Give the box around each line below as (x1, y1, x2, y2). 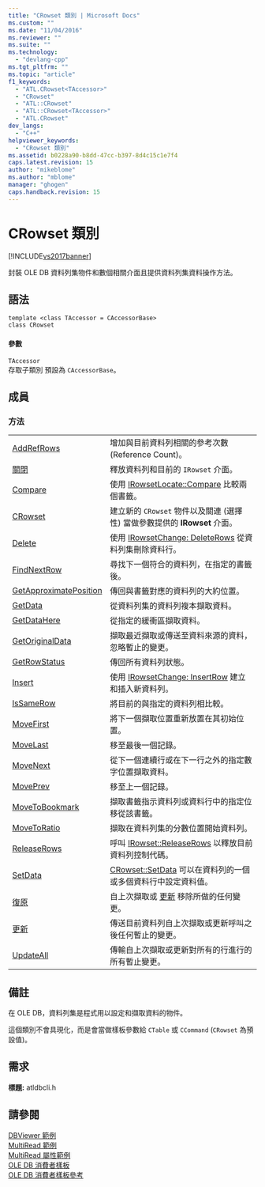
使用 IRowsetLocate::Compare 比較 (110, 479, 239, 490)
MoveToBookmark (12, 802, 80, 813)
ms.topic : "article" (8, 70, 77, 78)
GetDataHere (12, 614, 61, 626)
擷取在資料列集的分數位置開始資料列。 (110, 823, 252, 834)
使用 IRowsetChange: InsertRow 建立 (110, 671, 246, 682)
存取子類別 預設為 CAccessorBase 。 (8, 365, 121, 374)
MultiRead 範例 (8, 1140, 57, 1150)
